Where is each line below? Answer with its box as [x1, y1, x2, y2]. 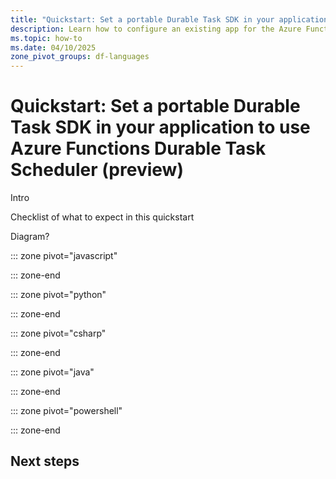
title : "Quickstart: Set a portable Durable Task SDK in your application [10, 14, 329, 25]
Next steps [10, 453, 80, 470]
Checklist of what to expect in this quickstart [10, 211, 195, 223]
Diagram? [10, 231, 50, 243]
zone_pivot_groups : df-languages [10, 52, 150, 62]
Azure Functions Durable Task [10, 137, 267, 160]
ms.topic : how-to [10, 33, 83, 43]
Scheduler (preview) [10, 159, 184, 181]
